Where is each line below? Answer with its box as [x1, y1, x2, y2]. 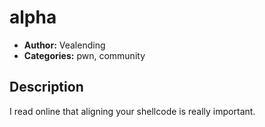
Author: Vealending [23, 39, 106, 51]
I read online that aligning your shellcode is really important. [9, 105, 256, 117]
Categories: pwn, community [23, 49, 146, 61]
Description [9, 79, 84, 96]
